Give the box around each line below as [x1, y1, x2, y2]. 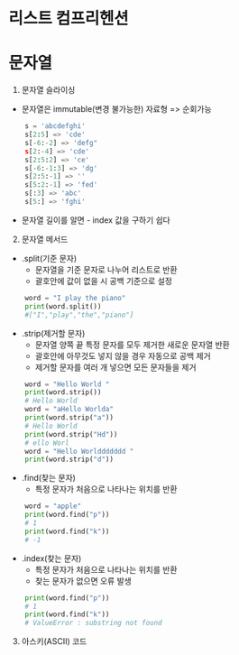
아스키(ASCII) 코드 [21, 636, 87, 647]
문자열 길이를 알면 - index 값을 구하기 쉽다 [21, 214, 170, 226]
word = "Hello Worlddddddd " [24, 447, 134, 456]
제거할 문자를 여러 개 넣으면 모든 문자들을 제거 [34, 362, 197, 373]
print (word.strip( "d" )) [24, 455, 115, 465]
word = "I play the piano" [24, 293, 126, 302]
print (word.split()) [24, 301, 102, 311]
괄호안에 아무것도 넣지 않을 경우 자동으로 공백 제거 [34, 350, 211, 361]
